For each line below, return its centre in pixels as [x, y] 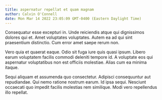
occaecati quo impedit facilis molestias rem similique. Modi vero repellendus [81, 87]
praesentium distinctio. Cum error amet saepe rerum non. [62, 43]
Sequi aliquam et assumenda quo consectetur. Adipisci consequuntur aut [78, 77]
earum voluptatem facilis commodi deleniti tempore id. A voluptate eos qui [79, 57]
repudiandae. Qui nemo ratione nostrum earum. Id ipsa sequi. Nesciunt [76, 82]
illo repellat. [16, 92]
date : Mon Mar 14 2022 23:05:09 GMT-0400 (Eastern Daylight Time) [73, 18]
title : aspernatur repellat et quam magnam [50, 9]
